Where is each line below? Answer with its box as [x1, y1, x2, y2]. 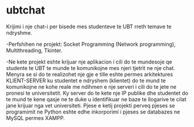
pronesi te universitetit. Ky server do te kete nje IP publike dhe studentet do [6, 89, 189, 96]
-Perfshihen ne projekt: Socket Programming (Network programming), [6, 41, 176, 48]
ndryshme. [6, 29, 32, 36]
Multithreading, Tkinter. [6, 46, 63, 54]
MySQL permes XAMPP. [6, 114, 65, 121]
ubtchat [6, 4, 45, 17]
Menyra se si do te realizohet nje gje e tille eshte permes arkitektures [6, 71, 173, 78]
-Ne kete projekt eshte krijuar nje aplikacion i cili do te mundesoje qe [6, 58, 172, 65]
